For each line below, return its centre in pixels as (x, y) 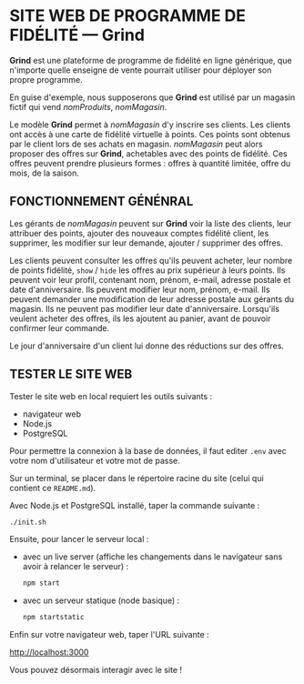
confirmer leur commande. (60, 327)
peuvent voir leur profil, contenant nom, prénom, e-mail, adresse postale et (150, 279)
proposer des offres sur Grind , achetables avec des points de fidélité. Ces (149, 153)
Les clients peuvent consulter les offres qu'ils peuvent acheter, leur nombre (151, 260)
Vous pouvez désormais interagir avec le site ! (96, 670)
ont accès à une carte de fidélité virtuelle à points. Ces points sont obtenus (150, 134)
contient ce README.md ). (53, 488)
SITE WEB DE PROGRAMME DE (128, 16)
